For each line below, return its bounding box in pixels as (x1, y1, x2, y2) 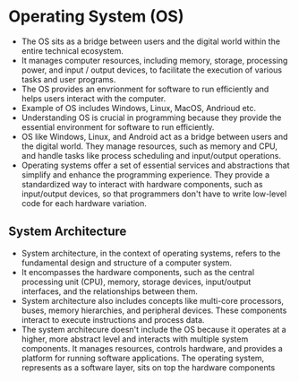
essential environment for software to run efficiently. (21, 121, 215, 132)
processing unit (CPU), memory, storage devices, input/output (21, 276, 252, 287)
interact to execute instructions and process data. (21, 314, 205, 325)
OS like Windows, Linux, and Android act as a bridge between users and (21, 131, 288, 142)
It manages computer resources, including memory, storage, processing (21, 55, 288, 65)
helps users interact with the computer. (21, 92, 167, 104)
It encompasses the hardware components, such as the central (21, 266, 255, 277)
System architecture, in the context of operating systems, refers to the (21, 247, 281, 258)
